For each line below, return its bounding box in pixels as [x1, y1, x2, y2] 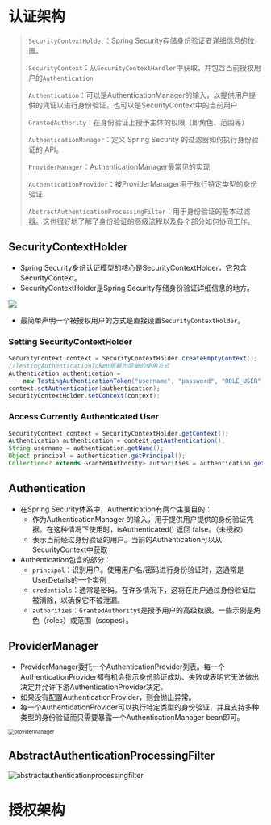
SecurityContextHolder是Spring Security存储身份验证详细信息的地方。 [19, 283, 254, 293]
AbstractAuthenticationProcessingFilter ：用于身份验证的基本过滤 [27, 206, 251, 216]
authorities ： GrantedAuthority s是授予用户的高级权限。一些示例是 [31, 605, 254, 615]
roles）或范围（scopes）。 [46, 615, 133, 625]
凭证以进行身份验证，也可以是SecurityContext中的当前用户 [42, 100, 238, 110]
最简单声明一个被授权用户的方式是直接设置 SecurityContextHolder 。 [19, 315, 245, 325]
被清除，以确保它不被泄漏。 [31, 595, 125, 604]
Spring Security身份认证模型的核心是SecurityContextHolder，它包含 [19, 263, 248, 272]
